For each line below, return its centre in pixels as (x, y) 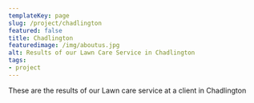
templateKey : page (39, 16)
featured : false (35, 30)
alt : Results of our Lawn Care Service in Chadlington (102, 53)
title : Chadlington (41, 38)
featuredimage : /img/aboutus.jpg (64, 46)
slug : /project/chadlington (55, 23)
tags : (17, 61)
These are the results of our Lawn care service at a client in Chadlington (127, 90)
